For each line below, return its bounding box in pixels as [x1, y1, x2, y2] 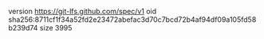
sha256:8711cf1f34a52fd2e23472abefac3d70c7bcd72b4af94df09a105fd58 [8, 15, 257, 24]
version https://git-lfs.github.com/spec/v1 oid [8, 7, 157, 16]
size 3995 [39, 23, 73, 32]
